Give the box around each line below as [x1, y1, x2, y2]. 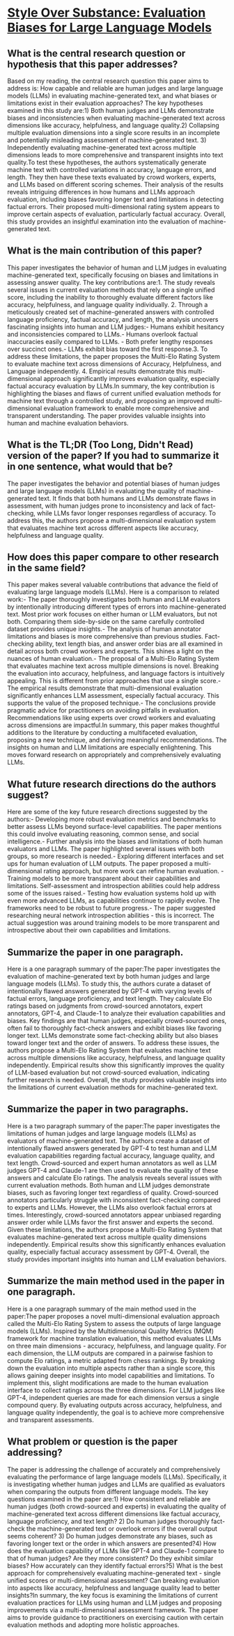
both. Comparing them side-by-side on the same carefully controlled [7, 618, 205, 626]
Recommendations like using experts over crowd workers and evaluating [7, 714, 216, 722]
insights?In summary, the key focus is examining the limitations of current [7, 1591, 218, 1599]
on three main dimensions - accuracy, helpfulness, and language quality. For [7, 1341, 227, 1350]
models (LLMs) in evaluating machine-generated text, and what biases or [7, 92, 217, 100]
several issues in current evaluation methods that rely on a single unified [7, 286, 215, 294]
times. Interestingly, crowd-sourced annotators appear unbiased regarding [7, 1210, 221, 1219]
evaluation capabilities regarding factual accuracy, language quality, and [7, 1151, 215, 1160]
